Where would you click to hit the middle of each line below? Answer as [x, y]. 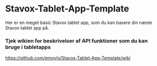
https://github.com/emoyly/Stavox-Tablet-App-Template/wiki [68, 58]
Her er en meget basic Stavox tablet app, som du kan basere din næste [79, 22]
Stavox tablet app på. [27, 27]
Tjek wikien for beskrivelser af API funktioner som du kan [76, 40]
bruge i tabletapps [28, 47]
